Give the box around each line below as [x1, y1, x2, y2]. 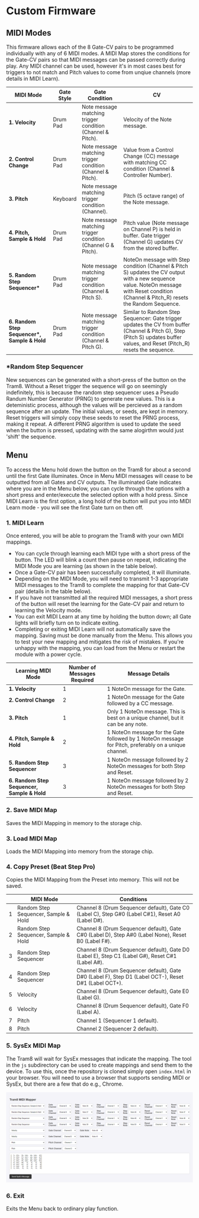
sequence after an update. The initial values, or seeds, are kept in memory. [6, 408, 189, 415]
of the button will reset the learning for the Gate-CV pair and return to [14, 600, 185, 607]
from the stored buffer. [123, 245, 179, 252]
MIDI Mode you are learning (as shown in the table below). [14, 562, 158, 569]
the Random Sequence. [123, 300, 181, 307]
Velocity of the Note [123, 116, 172, 123]
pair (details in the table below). [14, 588, 92, 595]
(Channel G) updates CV [123, 239, 183, 245]
